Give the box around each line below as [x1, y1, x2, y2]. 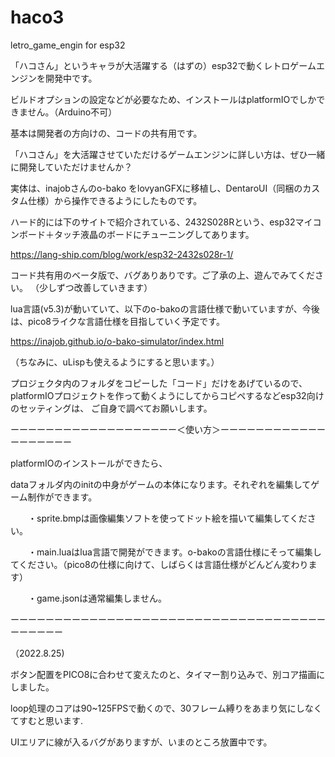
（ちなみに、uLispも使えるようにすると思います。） [10, 356, 220, 368]
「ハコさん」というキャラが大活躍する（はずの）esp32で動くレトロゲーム [10, 59, 317, 71]
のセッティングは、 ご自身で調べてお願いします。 [10, 402, 213, 414]
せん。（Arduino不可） [27, 106, 118, 118]
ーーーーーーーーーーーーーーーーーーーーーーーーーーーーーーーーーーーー [10, 613, 326, 625]
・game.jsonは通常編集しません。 [27, 592, 167, 604]
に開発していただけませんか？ [10, 161, 133, 173]
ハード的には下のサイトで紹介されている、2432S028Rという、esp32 [10, 216, 296, 228]
